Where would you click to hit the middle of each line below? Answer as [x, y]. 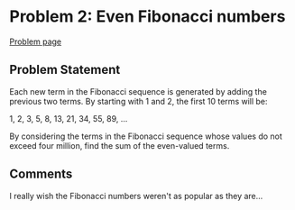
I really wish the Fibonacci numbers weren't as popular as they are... [136, 196]
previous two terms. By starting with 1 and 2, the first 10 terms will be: [138, 101]
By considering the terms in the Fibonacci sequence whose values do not [146, 136]
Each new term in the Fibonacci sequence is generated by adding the [138, 91]
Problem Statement [65, 70]
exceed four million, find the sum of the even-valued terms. [120, 145]
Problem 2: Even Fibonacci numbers [147, 17]
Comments [41, 174]
